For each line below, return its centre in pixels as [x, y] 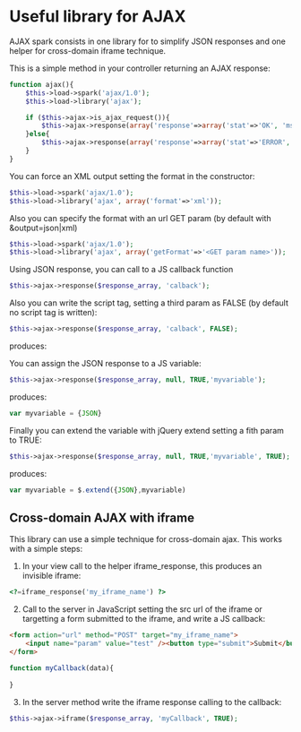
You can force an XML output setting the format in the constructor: [132, 176]
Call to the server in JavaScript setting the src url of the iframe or [142, 609]
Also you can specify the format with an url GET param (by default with [140, 218]
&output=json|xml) [43, 228]
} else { [38, 134]
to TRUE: [26, 440]
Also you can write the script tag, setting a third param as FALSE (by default [149, 303]
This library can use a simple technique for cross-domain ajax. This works [146, 539]
